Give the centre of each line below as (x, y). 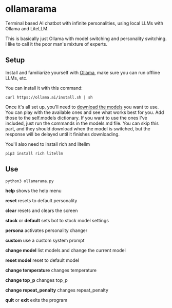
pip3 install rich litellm (34, 153)
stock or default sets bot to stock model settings (57, 220)
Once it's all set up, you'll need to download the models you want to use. (82, 107)
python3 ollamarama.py (30, 181)
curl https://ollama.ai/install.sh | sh (49, 97)
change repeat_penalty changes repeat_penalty (57, 290)
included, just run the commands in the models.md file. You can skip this (82, 123)
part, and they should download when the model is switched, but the (78, 128)
